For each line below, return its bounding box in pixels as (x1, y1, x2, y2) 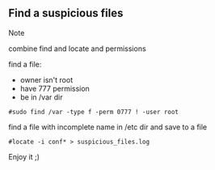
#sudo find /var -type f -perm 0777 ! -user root (8, 108, 179, 116)
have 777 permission (19, 83, 91, 93)
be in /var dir (19, 92, 63, 102)
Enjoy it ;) (8, 151, 40, 161)
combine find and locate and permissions (8, 44, 147, 53)
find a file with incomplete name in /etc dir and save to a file (8, 121, 208, 132)
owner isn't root (19, 74, 74, 84)
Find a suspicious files (8, 6, 124, 20)
